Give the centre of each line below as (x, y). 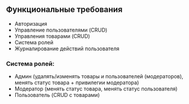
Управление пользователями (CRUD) (61, 30)
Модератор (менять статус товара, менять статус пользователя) (96, 89)
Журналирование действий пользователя (67, 48)
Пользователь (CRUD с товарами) (57, 95)
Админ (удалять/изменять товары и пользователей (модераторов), (99, 77)
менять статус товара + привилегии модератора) (77, 83)
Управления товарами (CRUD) (52, 36)
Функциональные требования (64, 10)
